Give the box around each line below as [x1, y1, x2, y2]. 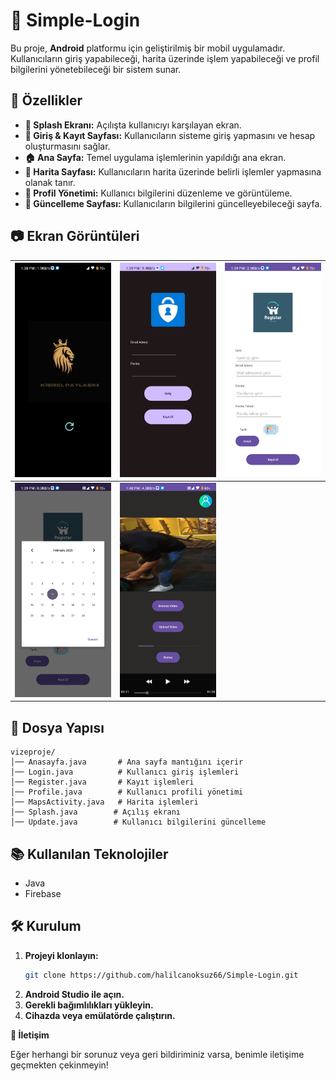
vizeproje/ [10, 747, 56, 758]
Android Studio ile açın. [24, 988, 125, 1000]
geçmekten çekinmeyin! [10, 1059, 109, 1071]
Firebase [24, 888, 62, 900]
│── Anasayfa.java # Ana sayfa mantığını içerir [10, 757, 244, 768]
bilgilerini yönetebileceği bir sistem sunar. [10, 63, 182, 75]
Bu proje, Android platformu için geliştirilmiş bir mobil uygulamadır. [10, 42, 286, 54]
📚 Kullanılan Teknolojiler [10, 845, 169, 863]
